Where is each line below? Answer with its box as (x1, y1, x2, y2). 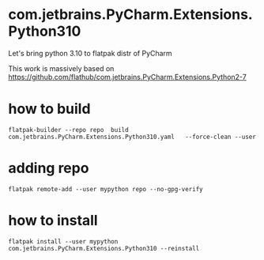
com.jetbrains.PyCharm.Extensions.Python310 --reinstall (8, 244, 200, 252)
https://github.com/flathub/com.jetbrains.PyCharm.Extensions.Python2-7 (8, 72, 247, 81)
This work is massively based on (8, 63, 115, 73)
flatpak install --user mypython (8, 237, 119, 246)
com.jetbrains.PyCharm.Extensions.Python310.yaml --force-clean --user (8, 133, 257, 141)
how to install (8, 212, 98, 229)
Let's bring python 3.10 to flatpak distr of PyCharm (8, 48, 172, 58)
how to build (8, 100, 91, 118)
